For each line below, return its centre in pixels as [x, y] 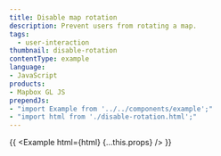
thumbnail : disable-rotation [63, 51]
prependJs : [29, 100]
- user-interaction [53, 42]
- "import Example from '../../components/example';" [111, 109]
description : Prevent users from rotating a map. [103, 26]
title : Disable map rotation [63, 17]
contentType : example [49, 59]
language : [28, 68]
